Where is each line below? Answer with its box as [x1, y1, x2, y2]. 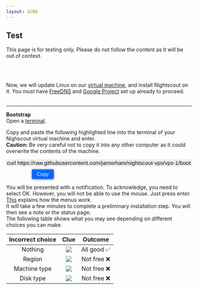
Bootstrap [6, 111, 31, 118]
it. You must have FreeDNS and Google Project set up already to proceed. [6, 88, 184, 95]
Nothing [21, 246, 44, 254]
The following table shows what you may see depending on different [6, 215, 173, 222]
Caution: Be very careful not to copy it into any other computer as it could [6, 141, 186, 148]
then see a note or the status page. [6, 209, 91, 216]
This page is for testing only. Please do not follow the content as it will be [6, 46, 184, 53]
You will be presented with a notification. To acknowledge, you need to [6, 184, 178, 191]
